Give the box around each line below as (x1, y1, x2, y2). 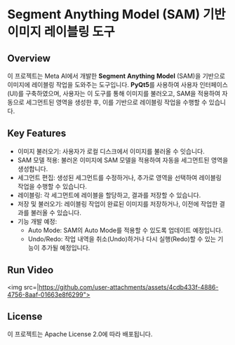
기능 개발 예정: (17, 217, 58, 225)
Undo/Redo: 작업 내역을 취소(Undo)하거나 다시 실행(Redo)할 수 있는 (27, 234, 216, 243)
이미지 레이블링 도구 (7, 24, 116, 40)
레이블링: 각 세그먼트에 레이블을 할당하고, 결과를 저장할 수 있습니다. (17, 191, 201, 199)
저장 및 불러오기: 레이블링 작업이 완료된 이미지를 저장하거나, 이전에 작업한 (17, 199, 218, 208)
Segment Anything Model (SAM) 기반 (7, 6, 226, 22)
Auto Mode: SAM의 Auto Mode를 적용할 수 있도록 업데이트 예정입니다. (27, 226, 223, 234)
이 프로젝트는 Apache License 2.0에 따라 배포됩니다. (7, 330, 153, 339)
